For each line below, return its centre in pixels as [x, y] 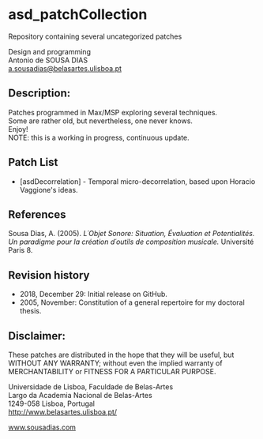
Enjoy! [19, 129]
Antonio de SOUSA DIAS [48, 60]
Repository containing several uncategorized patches [95, 36]
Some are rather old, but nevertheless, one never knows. [101, 121]
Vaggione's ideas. [49, 189]
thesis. [30, 311]
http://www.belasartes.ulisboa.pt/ [62, 412]
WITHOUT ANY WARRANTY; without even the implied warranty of [115, 363]
